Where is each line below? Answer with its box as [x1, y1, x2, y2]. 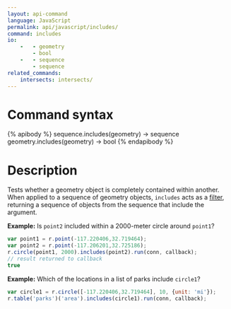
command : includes [7, 30, 61, 37]
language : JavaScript [7, 17, 71, 24]
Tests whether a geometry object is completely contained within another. [7, 185, 220, 194]
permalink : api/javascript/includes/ [7, 23, 119, 30]
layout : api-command [7, 10, 69, 18]
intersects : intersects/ [20, 76, 93, 83]
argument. [7, 208, 37, 216]
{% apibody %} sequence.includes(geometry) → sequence [7, 130, 179, 139]
